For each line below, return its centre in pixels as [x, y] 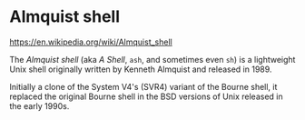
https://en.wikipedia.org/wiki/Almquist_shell [91, 42]
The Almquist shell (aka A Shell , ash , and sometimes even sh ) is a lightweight [152, 59]
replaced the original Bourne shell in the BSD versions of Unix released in [146, 96]
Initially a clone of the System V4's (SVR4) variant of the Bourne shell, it [143, 86]
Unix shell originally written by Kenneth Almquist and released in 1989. [141, 69]
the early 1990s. [39, 105]
